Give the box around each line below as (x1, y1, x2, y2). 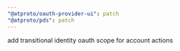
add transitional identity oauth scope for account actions (7, 36, 174, 44)
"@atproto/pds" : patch (7, 17, 75, 24)
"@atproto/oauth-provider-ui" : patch (7, 10, 120, 17)
